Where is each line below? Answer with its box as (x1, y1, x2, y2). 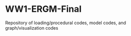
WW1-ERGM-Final (5, 3, 82, 15)
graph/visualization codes (5, 25, 58, 31)
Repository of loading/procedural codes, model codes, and (5, 20, 126, 26)
